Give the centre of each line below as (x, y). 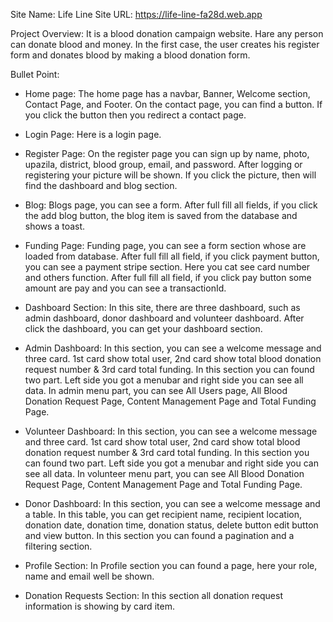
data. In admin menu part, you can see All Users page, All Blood (156, 390)
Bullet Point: (35, 74)
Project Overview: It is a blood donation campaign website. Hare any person (167, 33)
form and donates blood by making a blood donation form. (130, 55)
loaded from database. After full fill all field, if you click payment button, (172, 256)
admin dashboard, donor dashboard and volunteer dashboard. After (164, 318)
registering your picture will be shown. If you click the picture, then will (170, 175)
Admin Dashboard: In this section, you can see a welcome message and (173, 348)
